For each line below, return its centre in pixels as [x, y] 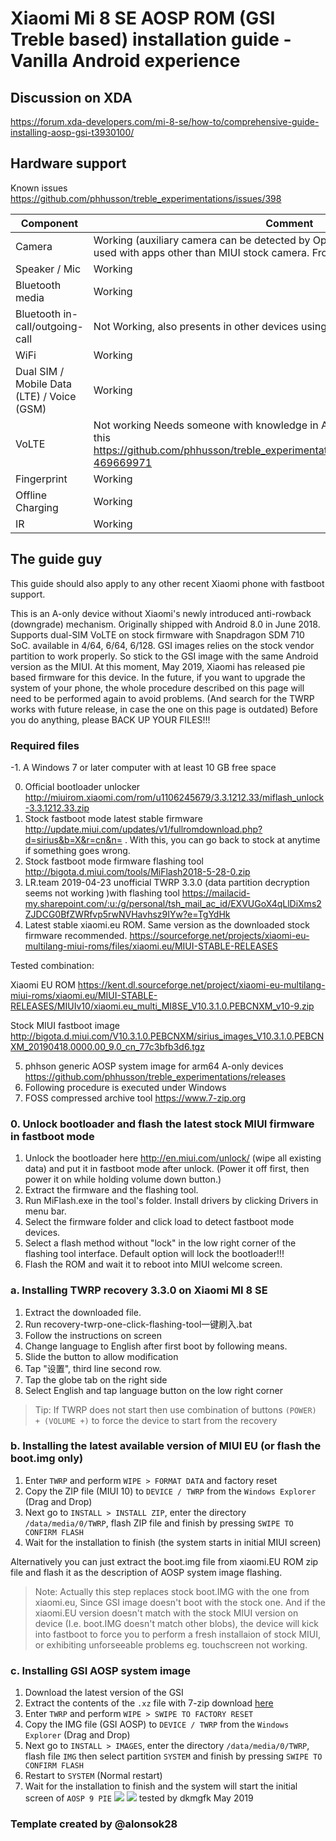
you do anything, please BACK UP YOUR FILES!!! [110, 719]
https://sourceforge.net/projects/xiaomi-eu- [219, 935]
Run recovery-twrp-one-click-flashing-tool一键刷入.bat [138, 1324]
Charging [37, 507]
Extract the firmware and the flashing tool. [111, 1190]
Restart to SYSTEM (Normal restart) [93, 1776]
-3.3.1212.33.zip [57, 808]
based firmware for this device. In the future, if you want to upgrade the [158, 677]
